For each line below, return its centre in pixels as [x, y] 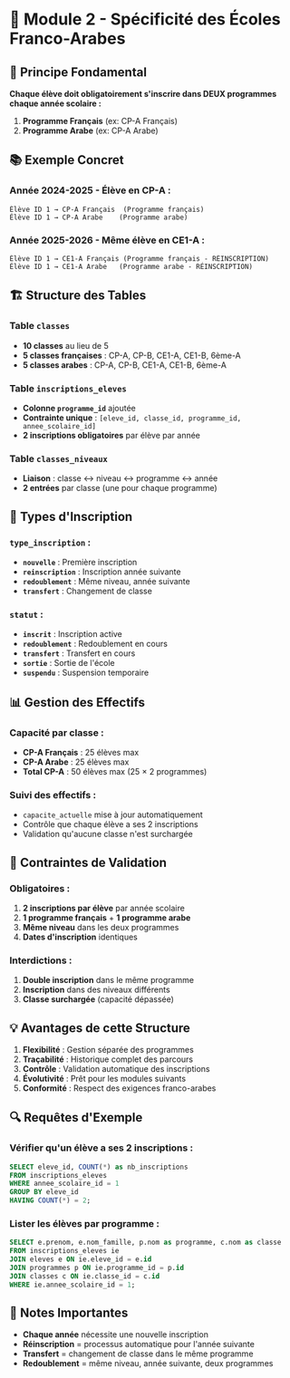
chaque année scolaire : [55, 103]
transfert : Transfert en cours [79, 653]
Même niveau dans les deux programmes [101, 927]
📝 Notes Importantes [69, 1313]
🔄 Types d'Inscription [71, 516]
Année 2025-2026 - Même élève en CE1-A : [107, 240]
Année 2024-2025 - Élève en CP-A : [90, 190]
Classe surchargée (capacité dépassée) [98, 999]
